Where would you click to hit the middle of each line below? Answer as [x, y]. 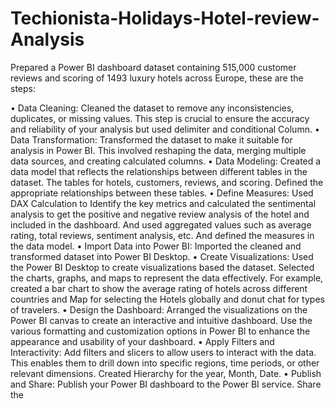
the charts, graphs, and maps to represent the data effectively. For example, [167, 278]
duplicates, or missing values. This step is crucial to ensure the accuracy [160, 118]
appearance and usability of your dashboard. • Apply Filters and [142, 341]
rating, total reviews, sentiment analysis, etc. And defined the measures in [162, 235]
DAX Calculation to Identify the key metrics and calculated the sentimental [163, 203]
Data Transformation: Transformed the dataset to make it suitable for [151, 139]
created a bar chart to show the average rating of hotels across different [159, 288]
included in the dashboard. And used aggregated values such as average [161, 224]
